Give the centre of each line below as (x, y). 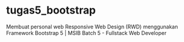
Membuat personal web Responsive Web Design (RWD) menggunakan (92, 27)
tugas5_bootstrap (51, 10)
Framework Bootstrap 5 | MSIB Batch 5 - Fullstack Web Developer (86, 33)
